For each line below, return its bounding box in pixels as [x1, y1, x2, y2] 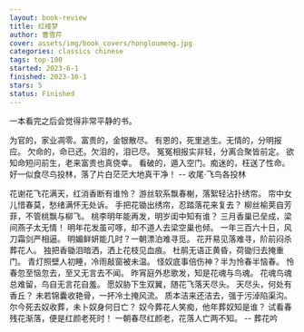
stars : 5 [9, 81, 43, 90]
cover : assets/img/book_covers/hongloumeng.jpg [9, 38, 193, 48]
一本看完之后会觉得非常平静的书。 [9, 115, 137, 126]
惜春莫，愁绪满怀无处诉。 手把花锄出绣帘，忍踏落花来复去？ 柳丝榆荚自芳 [16, 199, 292, 210]
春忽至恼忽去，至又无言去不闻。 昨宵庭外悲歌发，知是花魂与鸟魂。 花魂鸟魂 [9, 267, 292, 278]
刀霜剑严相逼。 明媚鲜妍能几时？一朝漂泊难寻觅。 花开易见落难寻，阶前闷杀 [9, 233, 292, 244]
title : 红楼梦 [9, 22, 59, 31]
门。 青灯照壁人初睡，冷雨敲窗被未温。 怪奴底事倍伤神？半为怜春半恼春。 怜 [9, 256, 295, 267]
